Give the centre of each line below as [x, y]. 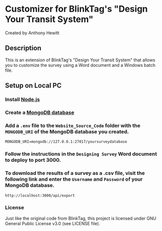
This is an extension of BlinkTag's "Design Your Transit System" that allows [80, 60]
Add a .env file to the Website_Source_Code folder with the [73, 125]
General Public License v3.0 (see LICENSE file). [53, 223]
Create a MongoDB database [40, 112]
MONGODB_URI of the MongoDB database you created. [67, 132]
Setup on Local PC [33, 86]
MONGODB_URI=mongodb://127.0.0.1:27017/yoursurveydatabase [66, 142]
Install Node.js [22, 99]
